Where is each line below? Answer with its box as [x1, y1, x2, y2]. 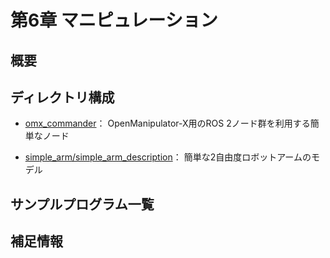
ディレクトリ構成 [10, 89, 115, 106]
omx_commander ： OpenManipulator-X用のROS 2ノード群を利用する [24, 117, 311, 130]
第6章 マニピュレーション [10, 9, 218, 32]
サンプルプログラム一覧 [10, 196, 155, 213]
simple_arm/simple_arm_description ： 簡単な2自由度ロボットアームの [24, 151, 312, 163]
